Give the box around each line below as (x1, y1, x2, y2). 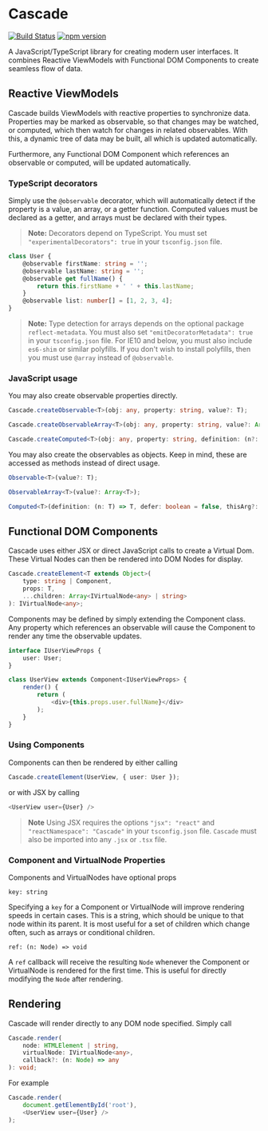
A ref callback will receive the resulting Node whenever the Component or (8, 957, 250, 966)
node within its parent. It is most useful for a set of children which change (8, 919, 250, 929)
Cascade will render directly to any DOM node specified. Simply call (8, 1018, 232, 1028)
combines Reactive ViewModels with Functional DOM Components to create (8, 55, 259, 65)
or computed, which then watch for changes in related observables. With (8, 125, 249, 134)
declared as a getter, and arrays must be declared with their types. (8, 213, 227, 222)
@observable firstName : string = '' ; (22, 259, 148, 268)
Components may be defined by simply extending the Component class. (8, 613, 246, 624)
